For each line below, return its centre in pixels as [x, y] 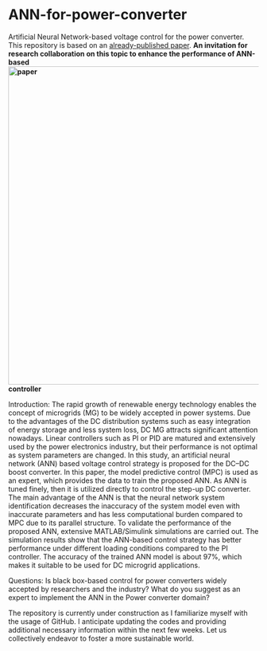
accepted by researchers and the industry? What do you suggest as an [124, 589]
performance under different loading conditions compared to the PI [118, 548]
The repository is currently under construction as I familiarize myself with [128, 613]
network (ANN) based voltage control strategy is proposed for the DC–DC [129, 463]
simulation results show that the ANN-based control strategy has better [125, 539]
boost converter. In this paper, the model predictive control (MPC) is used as [133, 472]
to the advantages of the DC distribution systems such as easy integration [130, 421]
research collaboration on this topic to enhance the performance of [122, 53]
